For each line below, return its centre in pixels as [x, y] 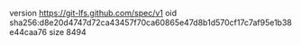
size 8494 [68, 32]
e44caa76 [28, 32]
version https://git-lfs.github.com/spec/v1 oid [93, 13]
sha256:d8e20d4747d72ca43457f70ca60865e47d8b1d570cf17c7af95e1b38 [151, 22]
